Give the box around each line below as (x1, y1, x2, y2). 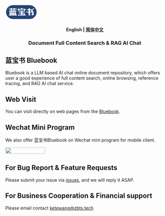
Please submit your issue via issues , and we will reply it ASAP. (5, 177, 135, 183)
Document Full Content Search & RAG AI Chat (28, 39, 142, 46)
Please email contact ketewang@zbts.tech (5, 205, 94, 211)
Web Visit (5, 95, 36, 104)
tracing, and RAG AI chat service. (5, 81, 74, 87)
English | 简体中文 (66, 26, 104, 32)
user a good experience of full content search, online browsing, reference (5, 75, 159, 81)
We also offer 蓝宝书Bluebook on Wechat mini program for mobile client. (5, 137, 155, 143)
